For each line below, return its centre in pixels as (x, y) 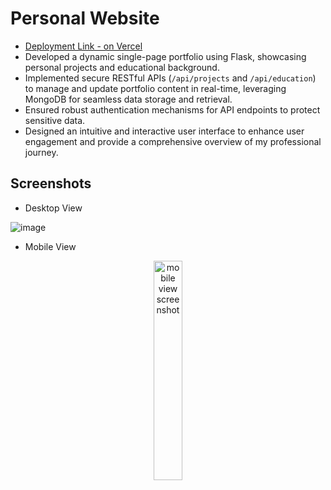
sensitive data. (55, 120)
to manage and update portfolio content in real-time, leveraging (155, 88)
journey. (41, 152)
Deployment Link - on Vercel (83, 46)
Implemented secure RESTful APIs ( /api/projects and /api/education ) (170, 78)
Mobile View (50, 246)
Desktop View (53, 208)
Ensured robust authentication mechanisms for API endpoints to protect (172, 109)
